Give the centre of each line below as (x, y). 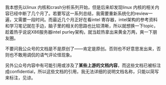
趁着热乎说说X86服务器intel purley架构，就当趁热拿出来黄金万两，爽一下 (79, 32)
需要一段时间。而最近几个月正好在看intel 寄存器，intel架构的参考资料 (88, 20)
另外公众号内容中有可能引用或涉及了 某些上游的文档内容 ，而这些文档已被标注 (83, 65)
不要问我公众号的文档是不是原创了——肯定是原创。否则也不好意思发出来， (81, 49)
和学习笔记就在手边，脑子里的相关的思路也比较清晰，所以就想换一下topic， (82, 26)
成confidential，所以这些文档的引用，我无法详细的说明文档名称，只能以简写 (82, 71)
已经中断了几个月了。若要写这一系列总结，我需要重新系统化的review (79, 13)
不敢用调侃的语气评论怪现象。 (44, 55)
